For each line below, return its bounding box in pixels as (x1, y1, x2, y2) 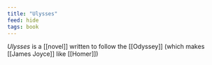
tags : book (7, 23, 39, 30)
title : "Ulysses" (7, 10, 58, 17)
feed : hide (7, 17, 39, 24)
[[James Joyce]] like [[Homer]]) (7, 50, 99, 58)
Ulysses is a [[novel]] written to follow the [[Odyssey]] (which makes (7, 43, 205, 51)
